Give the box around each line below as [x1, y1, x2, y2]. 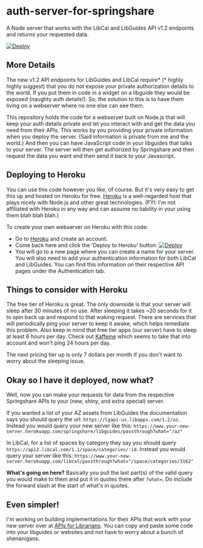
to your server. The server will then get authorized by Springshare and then [6, 145, 195, 153]
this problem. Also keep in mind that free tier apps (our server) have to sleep [6, 326, 197, 334]
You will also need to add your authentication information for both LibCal [15, 254, 196, 262]
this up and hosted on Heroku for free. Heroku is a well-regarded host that [6, 192, 192, 199]
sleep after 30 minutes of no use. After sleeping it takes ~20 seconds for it [6, 307, 192, 314]
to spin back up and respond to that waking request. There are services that [6, 314, 196, 321]
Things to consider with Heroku [6, 285, 128, 295]
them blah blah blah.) [6, 211, 59, 219]
